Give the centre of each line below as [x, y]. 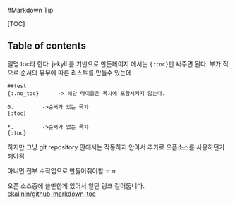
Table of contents [47, 46]
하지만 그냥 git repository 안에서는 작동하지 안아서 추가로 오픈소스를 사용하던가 [116, 147]
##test [17, 86]
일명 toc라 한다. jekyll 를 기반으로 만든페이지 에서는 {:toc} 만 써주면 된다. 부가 [114, 63]
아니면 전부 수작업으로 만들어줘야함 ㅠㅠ [62, 170]
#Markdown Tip [30, 10]
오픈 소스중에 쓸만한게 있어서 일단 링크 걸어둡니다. [76, 185]
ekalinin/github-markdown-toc [52, 194]
